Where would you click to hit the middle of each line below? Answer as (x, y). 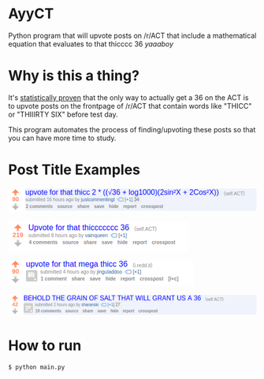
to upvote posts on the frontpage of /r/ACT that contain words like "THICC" (130, 106)
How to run (45, 346)
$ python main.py (37, 367)
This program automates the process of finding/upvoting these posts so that (132, 129)
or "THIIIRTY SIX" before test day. (63, 114)
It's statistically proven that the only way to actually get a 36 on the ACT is (128, 97)
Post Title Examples (74, 170)
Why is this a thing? (74, 76)
